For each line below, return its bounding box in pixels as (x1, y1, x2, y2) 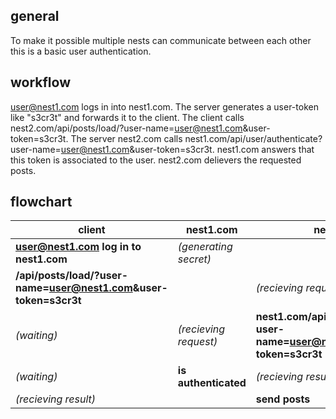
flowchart (10, 194, 73, 211)
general (10, 8, 60, 25)
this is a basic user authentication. (10, 45, 152, 57)
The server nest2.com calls (70, 132, 183, 144)
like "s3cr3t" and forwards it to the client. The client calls (10, 111, 245, 123)
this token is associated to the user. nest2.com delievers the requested (10, 154, 302, 166)
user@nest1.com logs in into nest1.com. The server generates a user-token (10, 100, 319, 113)
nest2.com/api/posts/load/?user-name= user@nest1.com (10, 122, 243, 134)
